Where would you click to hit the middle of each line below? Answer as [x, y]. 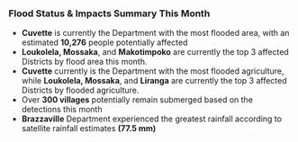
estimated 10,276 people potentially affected [104, 42]
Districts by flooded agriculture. [80, 90]
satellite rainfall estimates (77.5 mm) [89, 129]
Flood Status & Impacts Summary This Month [109, 13]
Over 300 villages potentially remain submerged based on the [137, 100]
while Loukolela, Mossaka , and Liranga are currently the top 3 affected [154, 81]
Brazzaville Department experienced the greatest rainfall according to [152, 119]
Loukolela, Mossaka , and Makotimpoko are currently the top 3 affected [155, 52]
